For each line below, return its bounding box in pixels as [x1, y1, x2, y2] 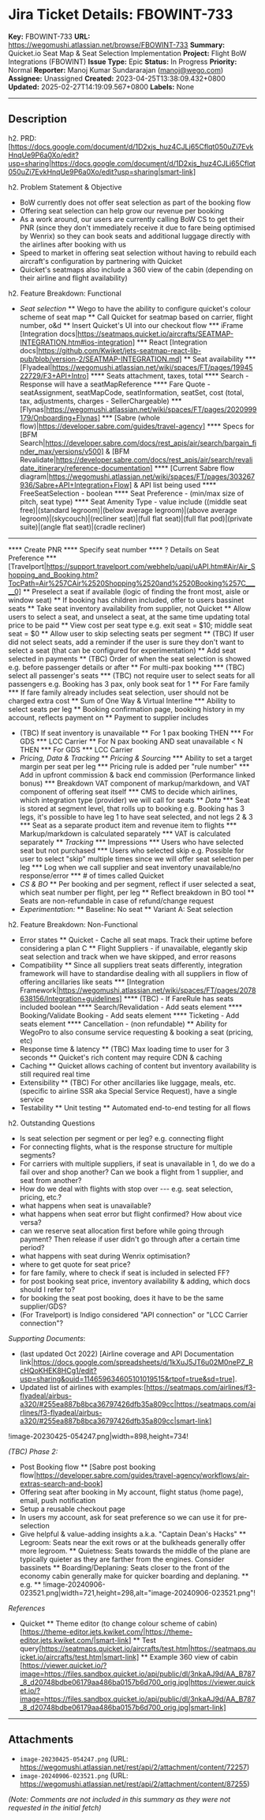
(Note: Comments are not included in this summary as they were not [8, 1794, 231, 1803]
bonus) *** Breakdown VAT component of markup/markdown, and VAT [19, 778, 251, 788]
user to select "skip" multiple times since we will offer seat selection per [19, 853, 254, 863]
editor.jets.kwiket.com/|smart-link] [19, 1635, 132, 1645]
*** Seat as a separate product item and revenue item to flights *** [19, 820, 237, 830]
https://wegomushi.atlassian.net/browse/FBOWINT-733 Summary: [8, 40, 226, 49]
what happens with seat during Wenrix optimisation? [19, 1251, 191, 1260]
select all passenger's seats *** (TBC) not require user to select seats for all [8, 670, 255, 680]
